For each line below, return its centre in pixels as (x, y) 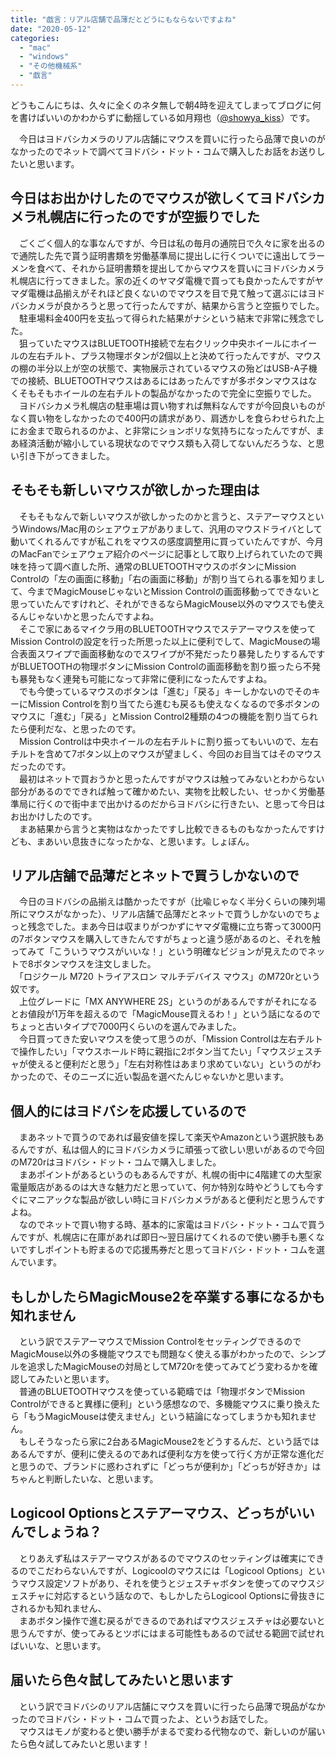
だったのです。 (41, 766)
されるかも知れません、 (58, 1608)
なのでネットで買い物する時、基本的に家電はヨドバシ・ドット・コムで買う (172, 1225)
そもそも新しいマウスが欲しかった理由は (135, 490)
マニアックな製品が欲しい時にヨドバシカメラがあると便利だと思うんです (176, 1200)
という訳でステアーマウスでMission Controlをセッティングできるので (160, 1341)
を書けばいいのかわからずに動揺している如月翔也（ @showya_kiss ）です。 (163, 117)
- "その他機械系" (51, 66)
